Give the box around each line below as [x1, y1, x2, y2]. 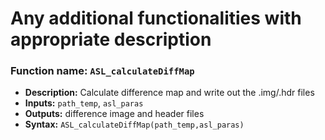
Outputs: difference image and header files [24, 108, 205, 120]
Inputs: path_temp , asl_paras [24, 97, 144, 109]
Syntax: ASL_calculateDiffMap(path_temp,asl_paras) [24, 118, 245, 131]
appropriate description [10, 28, 212, 51]
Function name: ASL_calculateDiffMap [10, 64, 195, 78]
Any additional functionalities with [10, 7, 302, 30]
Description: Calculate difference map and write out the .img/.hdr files [24, 87, 315, 99]
